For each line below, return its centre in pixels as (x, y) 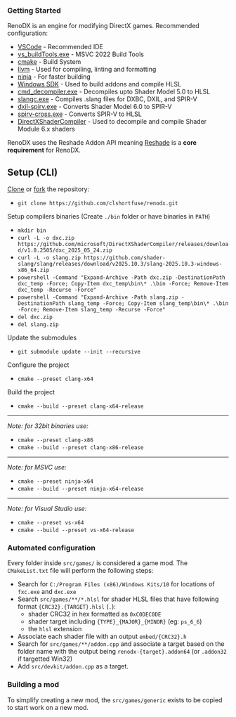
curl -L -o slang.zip (49, 258)
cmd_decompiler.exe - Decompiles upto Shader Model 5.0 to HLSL (114, 92)
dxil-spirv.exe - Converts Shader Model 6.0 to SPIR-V (94, 107)
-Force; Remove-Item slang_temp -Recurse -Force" (92, 310)
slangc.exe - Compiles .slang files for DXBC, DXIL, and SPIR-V (107, 99)
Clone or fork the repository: (48, 189)
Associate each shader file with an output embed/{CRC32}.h (102, 637)
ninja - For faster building (54, 77)
